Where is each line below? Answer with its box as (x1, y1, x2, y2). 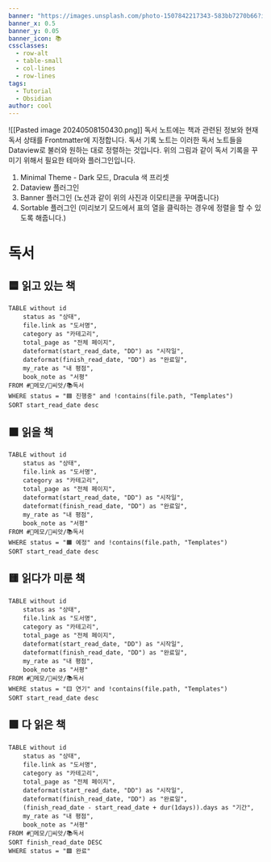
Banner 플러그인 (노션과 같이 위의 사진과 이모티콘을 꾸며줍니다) (19, 193, 219, 203)
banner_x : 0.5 (8, 19, 56, 27)
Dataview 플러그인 (19, 183, 80, 192)
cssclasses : (8, 42, 48, 50)
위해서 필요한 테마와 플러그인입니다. (23, 155, 135, 166)
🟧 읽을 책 (8, 425, 54, 439)
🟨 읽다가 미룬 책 (8, 571, 85, 586)
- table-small (15, 57, 63, 65)
